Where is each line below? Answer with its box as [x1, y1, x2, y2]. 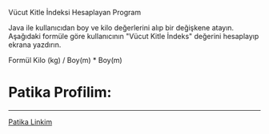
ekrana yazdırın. [8, 40, 62, 49]
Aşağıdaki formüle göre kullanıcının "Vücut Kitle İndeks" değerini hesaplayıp [8, 32, 259, 41]
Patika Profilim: [8, 84, 112, 101]
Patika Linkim [8, 116, 53, 127]
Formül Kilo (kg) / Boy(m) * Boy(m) [8, 56, 122, 65]
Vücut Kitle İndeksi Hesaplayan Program [8, 8, 142, 17]
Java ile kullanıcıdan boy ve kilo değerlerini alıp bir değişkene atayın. [8, 23, 235, 32]
